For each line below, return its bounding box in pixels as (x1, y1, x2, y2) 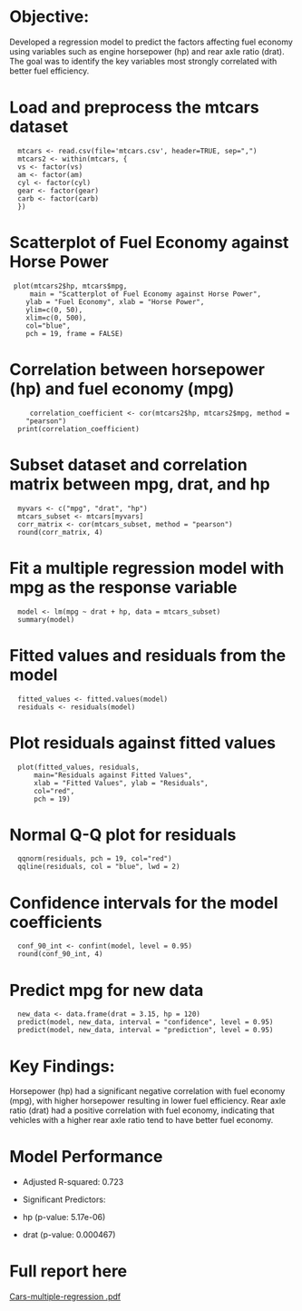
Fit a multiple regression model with (9, 557, 285, 578)
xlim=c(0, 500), (25, 313, 88, 322)
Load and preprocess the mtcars (9, 97, 260, 118)
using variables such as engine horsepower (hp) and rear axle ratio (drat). (9, 45, 285, 56)
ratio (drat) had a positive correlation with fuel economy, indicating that (9, 1105, 275, 1116)
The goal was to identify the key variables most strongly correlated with (9, 55, 278, 66)
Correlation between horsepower (9, 360, 266, 379)
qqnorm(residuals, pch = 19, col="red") (17, 854, 172, 863)
